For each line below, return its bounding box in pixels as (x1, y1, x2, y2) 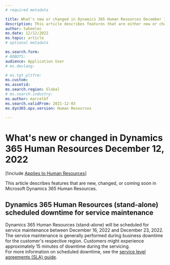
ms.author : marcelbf (5, 96, 49, 102)
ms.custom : (5, 77, 28, 83)
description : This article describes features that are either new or (5, 21, 157, 26)
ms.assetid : (5, 82, 30, 87)
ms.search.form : (5, 49, 39, 54)
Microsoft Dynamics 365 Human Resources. (5, 186, 97, 192)
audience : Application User (5, 59, 65, 64)
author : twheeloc (5, 26, 42, 31)
